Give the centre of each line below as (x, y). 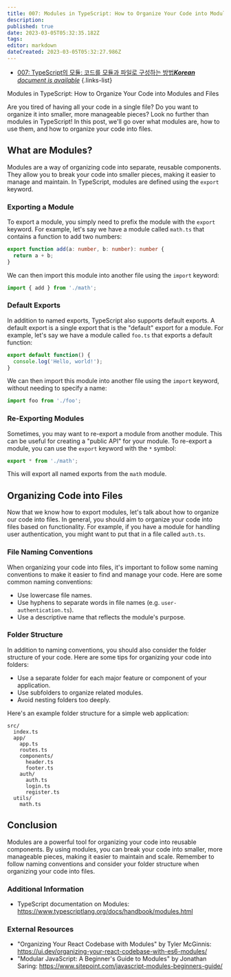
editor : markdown (32, 45)
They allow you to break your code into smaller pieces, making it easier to (111, 174)
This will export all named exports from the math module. (87, 474)
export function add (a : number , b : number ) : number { (86, 249)
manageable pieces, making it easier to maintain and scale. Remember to (111, 856)
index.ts (26, 732)
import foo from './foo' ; (44, 401)
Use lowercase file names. (55, 595)
